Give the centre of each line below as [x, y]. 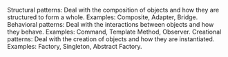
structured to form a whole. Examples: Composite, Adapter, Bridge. [103, 17]
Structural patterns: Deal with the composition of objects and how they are [113, 10]
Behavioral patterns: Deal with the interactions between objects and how [111, 24]
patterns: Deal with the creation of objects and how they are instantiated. [111, 39]
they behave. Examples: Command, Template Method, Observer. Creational [114, 32]
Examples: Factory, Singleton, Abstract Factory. [75, 46]
